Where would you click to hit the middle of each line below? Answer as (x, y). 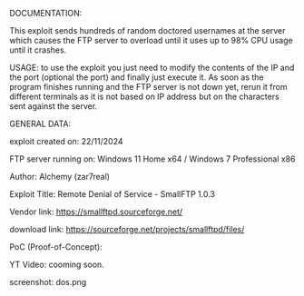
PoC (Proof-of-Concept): (56, 247)
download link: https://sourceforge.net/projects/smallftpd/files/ (127, 229)
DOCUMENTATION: (46, 13)
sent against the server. (54, 106)
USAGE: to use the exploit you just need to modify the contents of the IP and (152, 68)
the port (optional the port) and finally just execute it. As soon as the (137, 77)
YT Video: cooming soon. (57, 264)
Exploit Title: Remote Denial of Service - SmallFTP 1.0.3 (113, 194)
